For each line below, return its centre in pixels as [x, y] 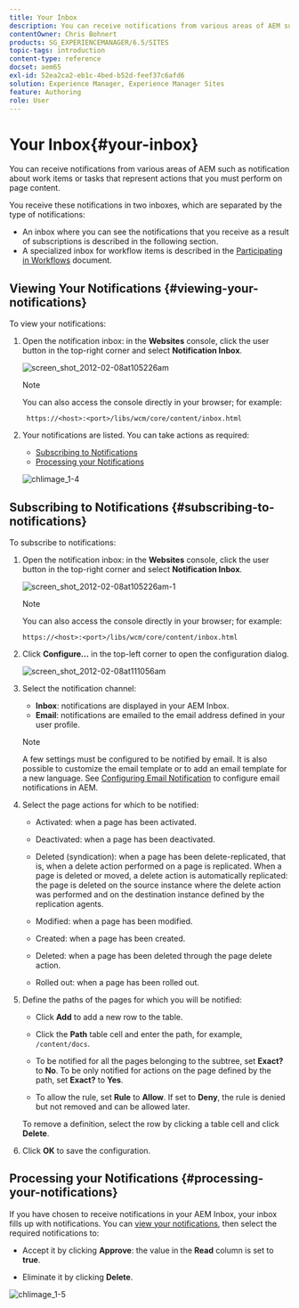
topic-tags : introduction [57, 51]
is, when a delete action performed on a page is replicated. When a [158, 866]
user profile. [57, 724]
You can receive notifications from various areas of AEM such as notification [149, 169]
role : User [29, 100]
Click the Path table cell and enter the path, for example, [139, 1034]
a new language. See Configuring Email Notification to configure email [151, 778]
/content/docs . [63, 1043]
